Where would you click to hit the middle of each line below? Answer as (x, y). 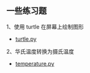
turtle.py (26, 39)
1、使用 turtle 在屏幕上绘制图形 (45, 27)
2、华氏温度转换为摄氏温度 (40, 51)
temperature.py (35, 63)
